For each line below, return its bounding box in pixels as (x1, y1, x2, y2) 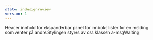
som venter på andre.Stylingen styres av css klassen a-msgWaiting (5, 30, 139, 35)
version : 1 (5, 11, 27, 16)
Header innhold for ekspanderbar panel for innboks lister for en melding (5, 24, 149, 30)
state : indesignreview (5, 7, 51, 12)
